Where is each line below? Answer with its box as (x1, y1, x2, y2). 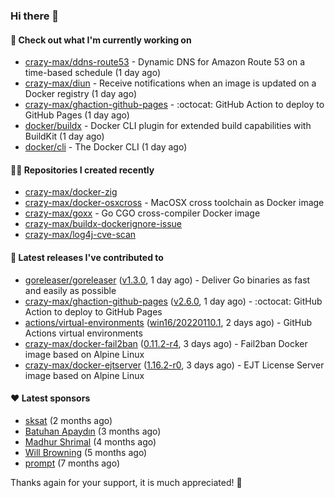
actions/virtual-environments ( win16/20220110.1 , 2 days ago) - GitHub (24, 316, 313, 328)
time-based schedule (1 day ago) (24, 67, 161, 79)
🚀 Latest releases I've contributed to (10, 251, 164, 263)
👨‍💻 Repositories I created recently (10, 164, 155, 176)
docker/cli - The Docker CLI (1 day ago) (24, 141, 188, 153)
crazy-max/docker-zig (24, 186, 118, 198)
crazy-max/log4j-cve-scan (24, 229, 137, 241)
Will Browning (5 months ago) (24, 446, 148, 458)
